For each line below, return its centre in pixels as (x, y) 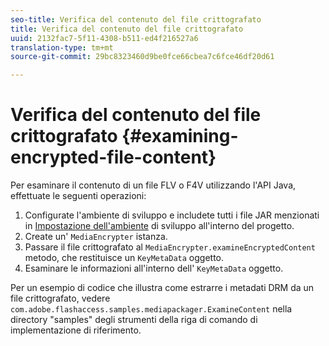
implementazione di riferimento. (76, 330)
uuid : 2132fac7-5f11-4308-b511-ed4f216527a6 (104, 38)
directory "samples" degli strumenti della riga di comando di (134, 320)
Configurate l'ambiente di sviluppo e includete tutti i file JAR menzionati (172, 215)
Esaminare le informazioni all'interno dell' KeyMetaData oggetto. (154, 268)
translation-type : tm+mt (62, 47)
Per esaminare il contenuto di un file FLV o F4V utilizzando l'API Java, (153, 185)
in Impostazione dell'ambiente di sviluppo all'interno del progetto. (159, 226)
